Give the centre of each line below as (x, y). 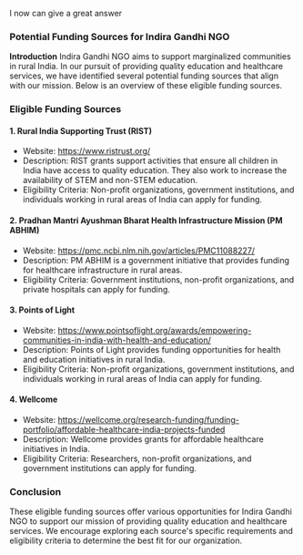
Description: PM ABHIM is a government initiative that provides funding (156, 260)
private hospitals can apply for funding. (96, 289)
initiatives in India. (56, 449)
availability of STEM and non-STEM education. (110, 180)
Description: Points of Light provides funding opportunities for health (151, 349)
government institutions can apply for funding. (110, 468)
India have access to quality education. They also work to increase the (155, 170)
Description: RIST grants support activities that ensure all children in (150, 161)
